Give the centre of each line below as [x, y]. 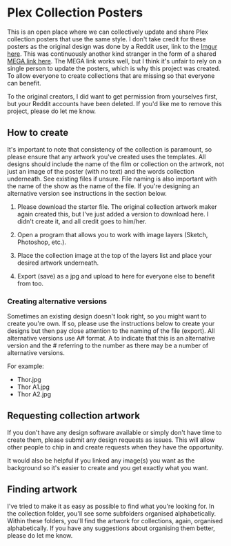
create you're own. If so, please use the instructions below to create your [111, 324]
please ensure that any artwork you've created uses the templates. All [107, 156]
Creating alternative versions [57, 301]
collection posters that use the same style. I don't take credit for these [107, 39]
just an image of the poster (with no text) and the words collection [101, 171]
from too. [30, 283]
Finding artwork [42, 490]
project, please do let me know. [52, 111]
